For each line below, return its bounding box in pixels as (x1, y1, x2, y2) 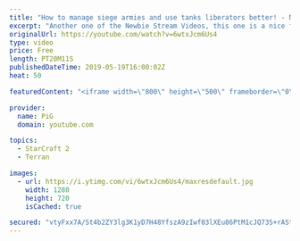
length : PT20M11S (9, 54, 74, 63)
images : (9, 169, 38, 178)
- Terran (17, 153, 50, 162)
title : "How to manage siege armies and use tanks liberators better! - (9, 12, 286, 22)
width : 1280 (25, 185, 70, 195)
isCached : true (25, 202, 82, 211)
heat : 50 (9, 71, 42, 80)
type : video (9, 37, 54, 47)
